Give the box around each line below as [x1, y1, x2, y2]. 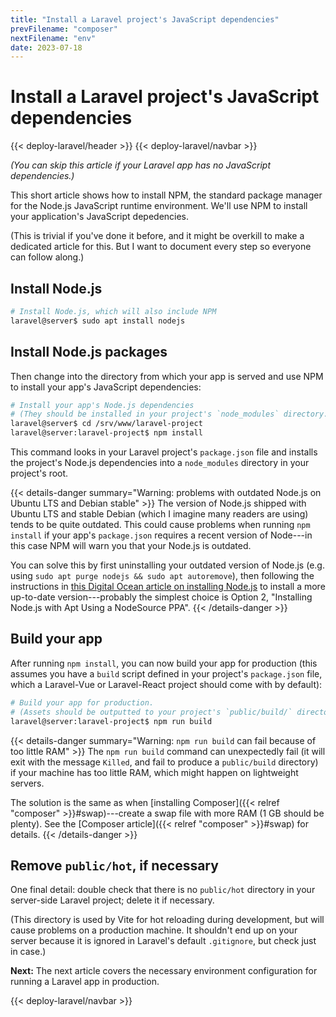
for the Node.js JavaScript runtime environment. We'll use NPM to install [10, 200, 308, 212]
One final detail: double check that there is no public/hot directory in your [10, 884, 316, 896]
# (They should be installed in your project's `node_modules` [10, 409, 280, 420]
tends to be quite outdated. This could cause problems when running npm [10, 519, 311, 531]
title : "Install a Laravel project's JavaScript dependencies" [10, 14, 280, 25]
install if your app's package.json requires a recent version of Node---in [10, 529, 313, 541]
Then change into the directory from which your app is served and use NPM [10, 370, 324, 382]
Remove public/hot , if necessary [10, 857, 219, 874]
